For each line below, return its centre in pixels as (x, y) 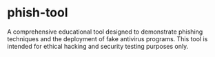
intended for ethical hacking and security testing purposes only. (98, 46)
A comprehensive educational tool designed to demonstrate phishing (105, 32)
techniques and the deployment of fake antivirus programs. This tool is (107, 38)
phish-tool (38, 13)
